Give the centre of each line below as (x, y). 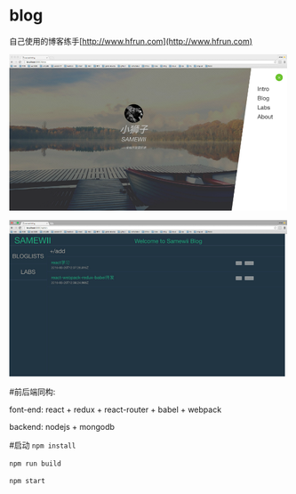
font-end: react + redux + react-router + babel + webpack (116, 409)
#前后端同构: (32, 392)
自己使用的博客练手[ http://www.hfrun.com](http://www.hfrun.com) (131, 41)
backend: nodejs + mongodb (62, 426)
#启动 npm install (43, 445)
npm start (28, 481)
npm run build (36, 464)
